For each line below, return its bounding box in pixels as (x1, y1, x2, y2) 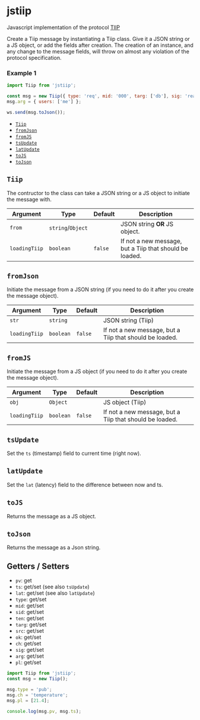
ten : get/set (15, 615, 44, 622)
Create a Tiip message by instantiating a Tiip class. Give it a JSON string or (7, 35, 191, 42)
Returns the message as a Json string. (7, 544, 101, 551)
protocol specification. (7, 54, 62, 61)
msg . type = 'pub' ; (7, 686, 52, 692)
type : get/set (15, 596, 47, 603)
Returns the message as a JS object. (7, 512, 97, 520)
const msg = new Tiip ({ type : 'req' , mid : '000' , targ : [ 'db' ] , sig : (7, 93, 183, 99)
